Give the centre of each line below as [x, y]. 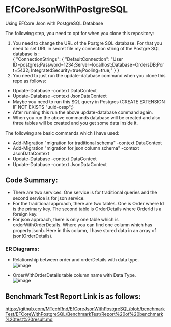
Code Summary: [32, 181]
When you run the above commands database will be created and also [87, 117]
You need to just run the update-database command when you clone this [89, 75]
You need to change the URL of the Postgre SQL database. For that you [87, 43]
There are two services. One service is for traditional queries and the [85, 192]
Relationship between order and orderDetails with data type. [76, 260]
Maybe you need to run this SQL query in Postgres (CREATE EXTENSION [89, 101]
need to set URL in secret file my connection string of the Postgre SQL [86, 48]
